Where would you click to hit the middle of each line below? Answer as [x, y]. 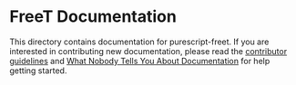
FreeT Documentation [93, 17]
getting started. [38, 71]
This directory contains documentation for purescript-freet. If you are [139, 42]
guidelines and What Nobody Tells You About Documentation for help [140, 61]
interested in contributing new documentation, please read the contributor [148, 51]
